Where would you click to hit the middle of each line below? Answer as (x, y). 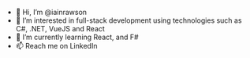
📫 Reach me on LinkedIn (56, 46)
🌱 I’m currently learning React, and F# (77, 37)
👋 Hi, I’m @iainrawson (51, 12)
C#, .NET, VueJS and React (60, 29)
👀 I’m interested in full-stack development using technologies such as (129, 20)
